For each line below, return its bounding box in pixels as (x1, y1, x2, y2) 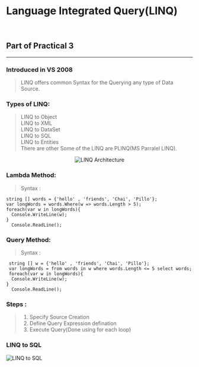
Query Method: (6, 236, 52, 244)
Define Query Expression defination (29, 320, 117, 327)
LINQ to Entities (20, 139, 59, 146)
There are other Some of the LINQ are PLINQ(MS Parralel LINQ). (20, 145, 178, 152)
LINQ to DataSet (20, 126, 60, 133)
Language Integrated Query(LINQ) (6, 4, 178, 18)
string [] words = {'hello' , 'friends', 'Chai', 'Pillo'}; (6, 196, 158, 202)
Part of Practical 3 (6, 41, 74, 51)
